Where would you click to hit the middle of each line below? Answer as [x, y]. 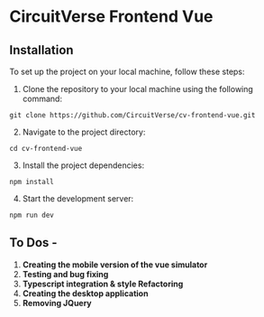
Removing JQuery [57, 303]
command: [42, 98]
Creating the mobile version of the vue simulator [115, 265]
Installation [41, 50]
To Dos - [33, 242]
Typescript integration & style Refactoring [103, 284]
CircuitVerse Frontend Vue [111, 17]
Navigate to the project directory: [84, 132]
